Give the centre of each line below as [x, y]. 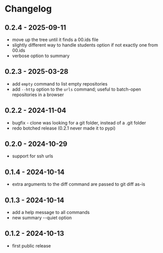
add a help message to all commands [51, 213]
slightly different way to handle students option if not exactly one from [85, 45]
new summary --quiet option [42, 218]
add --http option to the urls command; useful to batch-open [76, 89]
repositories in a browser [38, 95]
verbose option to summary [41, 56]
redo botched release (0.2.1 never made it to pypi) [64, 128]
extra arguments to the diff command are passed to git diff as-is [78, 184]
